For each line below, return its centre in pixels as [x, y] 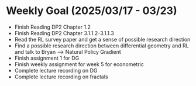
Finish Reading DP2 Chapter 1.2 [52, 27]
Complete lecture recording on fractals [61, 77]
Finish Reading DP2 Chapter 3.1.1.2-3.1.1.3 [64, 33]
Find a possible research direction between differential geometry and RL [102, 46]
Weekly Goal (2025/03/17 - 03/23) [92, 11]
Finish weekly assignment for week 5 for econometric [79, 64]
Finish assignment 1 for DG [47, 58]
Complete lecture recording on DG [56, 70]
